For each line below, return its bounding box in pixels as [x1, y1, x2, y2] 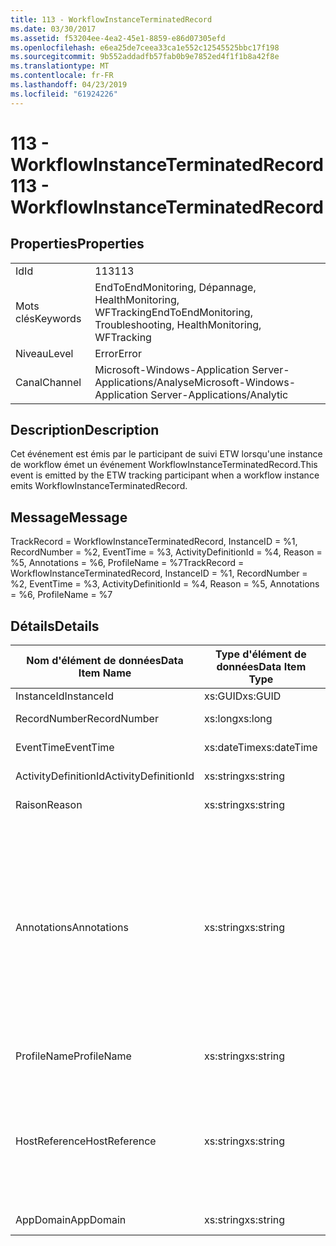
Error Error [94, 346, 142, 360]
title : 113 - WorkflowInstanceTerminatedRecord [10, 14, 213, 25]
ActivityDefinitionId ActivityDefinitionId [15, 769, 195, 783]
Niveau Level [15, 346, 74, 360]
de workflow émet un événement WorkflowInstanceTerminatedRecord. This [10, 459, 318, 471]
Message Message [10, 509, 128, 526]
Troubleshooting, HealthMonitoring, [94, 317, 262, 331]
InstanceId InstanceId [15, 689, 115, 703]
